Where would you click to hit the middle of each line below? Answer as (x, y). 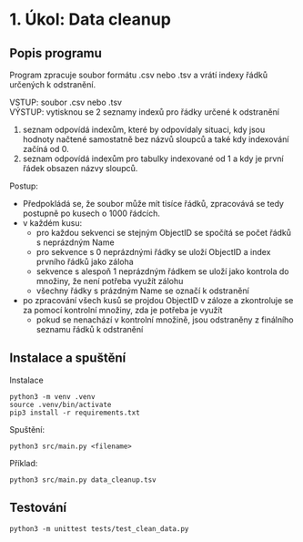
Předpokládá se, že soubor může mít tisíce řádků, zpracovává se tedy (153, 204)
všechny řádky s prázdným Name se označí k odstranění (143, 291)
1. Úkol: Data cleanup (90, 20)
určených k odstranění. (53, 85)
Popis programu (56, 53)
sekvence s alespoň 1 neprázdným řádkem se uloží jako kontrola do (162, 271)
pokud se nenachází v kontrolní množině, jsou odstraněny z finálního (165, 320)
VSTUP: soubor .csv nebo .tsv (66, 102)
